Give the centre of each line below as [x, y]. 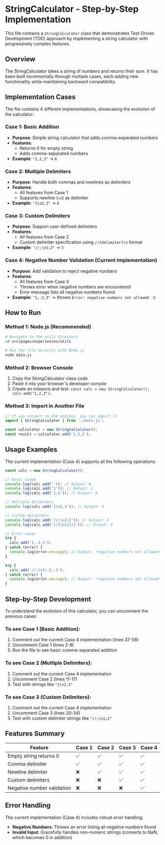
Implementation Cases [41, 97]
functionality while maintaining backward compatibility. [61, 81]
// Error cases [21, 533]
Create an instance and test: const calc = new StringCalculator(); [81, 389]
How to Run [23, 313]
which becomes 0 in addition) [42, 837]
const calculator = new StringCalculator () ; [51, 430]
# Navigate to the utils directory [41, 337]
